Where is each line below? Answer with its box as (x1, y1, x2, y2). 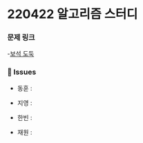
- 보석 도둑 (7, 50, 35, 58)
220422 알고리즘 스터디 (7, 6, 138, 22)
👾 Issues (7, 67, 37, 77)
